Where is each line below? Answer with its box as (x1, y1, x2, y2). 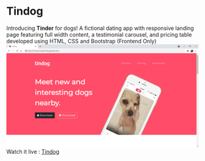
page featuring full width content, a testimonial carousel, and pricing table (6, 30, 192, 38)
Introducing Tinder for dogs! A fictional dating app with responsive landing (6, 24, 194, 32)
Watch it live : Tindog (6, 148, 60, 156)
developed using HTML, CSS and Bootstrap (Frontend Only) (6, 37, 157, 45)
